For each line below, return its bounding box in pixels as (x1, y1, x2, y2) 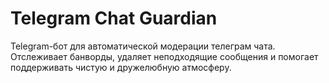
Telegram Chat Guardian (10, 7, 218, 30)
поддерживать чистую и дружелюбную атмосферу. (10, 61, 232, 73)
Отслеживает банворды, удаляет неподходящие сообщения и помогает (10, 50, 319, 62)
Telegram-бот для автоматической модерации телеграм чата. (10, 40, 276, 52)
